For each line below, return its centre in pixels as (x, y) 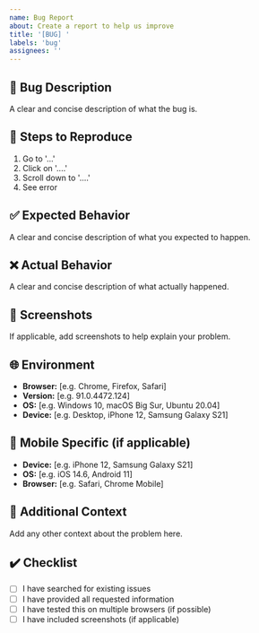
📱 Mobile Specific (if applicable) (100, 443)
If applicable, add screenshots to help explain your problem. (120, 336)
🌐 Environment (52, 364)
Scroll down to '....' (56, 178)
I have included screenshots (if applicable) (101, 619)
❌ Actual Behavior (61, 265)
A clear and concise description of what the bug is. (104, 108)
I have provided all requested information (98, 599)
